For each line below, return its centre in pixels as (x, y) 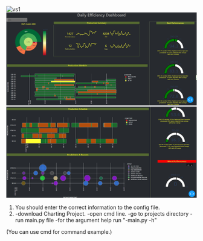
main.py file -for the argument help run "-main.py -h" (91, 221)
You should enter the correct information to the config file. (87, 207)
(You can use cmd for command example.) (59, 232)
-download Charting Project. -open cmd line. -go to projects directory (102, 214)
